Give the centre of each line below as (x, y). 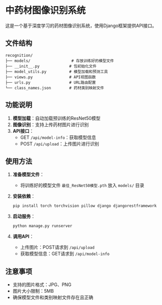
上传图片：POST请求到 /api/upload (57, 247)
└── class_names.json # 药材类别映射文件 (55, 88)
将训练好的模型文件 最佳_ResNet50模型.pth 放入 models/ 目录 (82, 185)
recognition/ (19, 55)
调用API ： (23, 237)
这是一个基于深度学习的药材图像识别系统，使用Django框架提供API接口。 (81, 26)
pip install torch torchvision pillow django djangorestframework (85, 206)
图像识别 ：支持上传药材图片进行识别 (51, 124)
